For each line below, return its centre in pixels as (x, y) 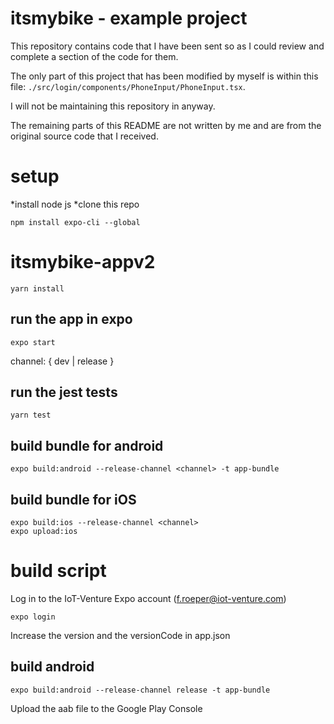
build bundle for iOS (73, 499)
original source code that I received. (84, 136)
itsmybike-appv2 (83, 262)
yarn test (31, 415)
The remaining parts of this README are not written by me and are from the (166, 125)
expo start (33, 342)
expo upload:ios (44, 532)
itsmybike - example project (129, 18)
